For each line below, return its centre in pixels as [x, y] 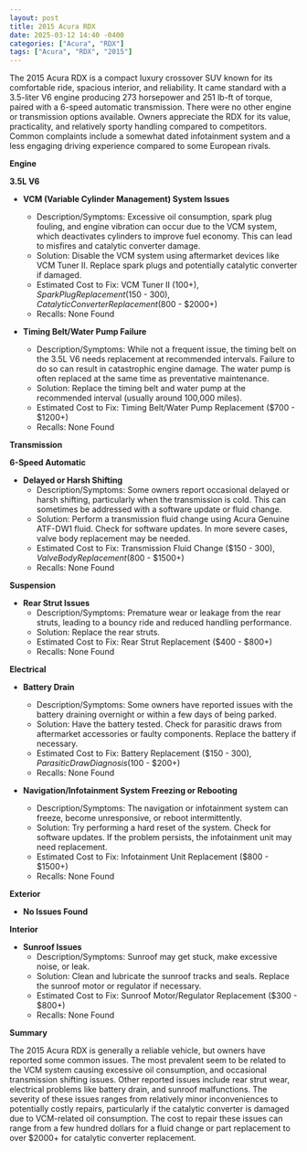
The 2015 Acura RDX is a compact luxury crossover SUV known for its [141, 78]
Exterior [25, 894]
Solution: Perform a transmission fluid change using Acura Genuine [163, 519]
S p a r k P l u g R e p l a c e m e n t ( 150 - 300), [103, 294]
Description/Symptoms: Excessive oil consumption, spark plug [154, 217]
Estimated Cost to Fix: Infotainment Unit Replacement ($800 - [153, 857]
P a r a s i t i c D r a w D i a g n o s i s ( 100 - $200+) [108, 763]
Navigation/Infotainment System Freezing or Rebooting [130, 791]
